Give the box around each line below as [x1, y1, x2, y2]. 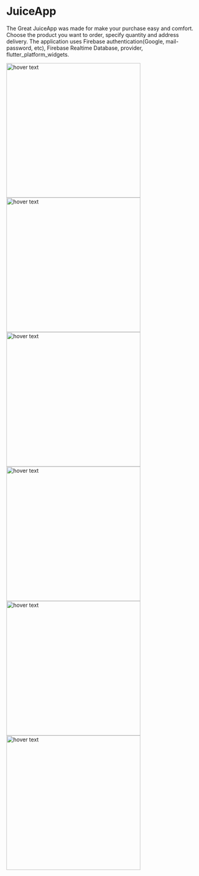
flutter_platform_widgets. [6, 50, 69, 58]
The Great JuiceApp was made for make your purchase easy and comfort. [6, 25, 193, 32]
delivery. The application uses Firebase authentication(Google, [6, 37, 165, 45]
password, [6, 44, 33, 52]
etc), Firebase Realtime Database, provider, [34, 44, 143, 52]
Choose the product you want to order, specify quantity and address [6, 31, 179, 38]
